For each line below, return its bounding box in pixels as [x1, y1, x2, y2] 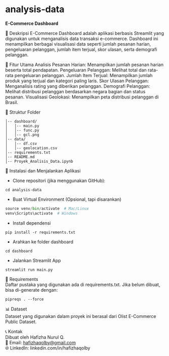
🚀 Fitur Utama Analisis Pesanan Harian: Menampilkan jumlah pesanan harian [5, 61, 164, 67]
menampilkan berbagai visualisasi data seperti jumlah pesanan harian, [5, 41, 151, 47]
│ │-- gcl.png [5, 132, 39, 137]
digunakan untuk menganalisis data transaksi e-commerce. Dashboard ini [5, 35, 158, 42]
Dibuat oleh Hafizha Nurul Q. [5, 334, 65, 340]
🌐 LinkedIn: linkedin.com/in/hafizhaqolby [5, 345, 91, 351]
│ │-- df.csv [5, 141, 37, 146]
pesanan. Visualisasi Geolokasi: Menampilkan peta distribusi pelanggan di [5, 94, 159, 100]
